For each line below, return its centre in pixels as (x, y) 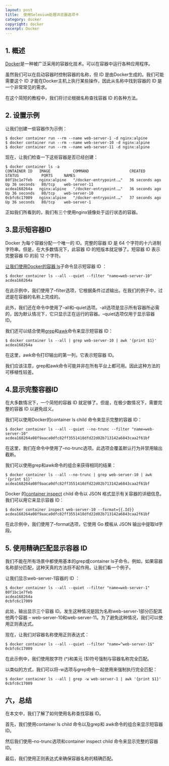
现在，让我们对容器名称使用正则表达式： (47, 635)
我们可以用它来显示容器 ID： (35, 500)
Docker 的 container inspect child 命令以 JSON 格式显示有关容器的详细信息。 (85, 494)
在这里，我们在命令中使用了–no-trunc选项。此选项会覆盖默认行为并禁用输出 (84, 448)
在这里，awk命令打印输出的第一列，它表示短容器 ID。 (61, 355)
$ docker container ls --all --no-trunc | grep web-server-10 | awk (79, 475)
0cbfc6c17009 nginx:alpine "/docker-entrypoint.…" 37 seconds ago (83, 198)
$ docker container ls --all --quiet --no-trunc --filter (67, 429)
